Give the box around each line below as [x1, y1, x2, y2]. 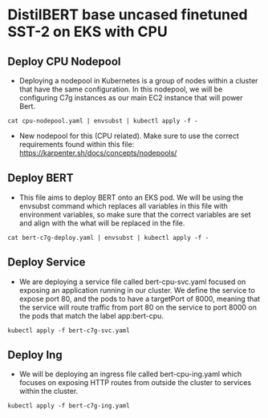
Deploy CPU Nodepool [7, 55, 121, 68]
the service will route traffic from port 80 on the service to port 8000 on [18, 302, 258, 312]
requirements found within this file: [18, 140, 135, 149]
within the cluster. [18, 387, 79, 396]
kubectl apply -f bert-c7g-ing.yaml [7, 402, 130, 410]
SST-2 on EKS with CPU [7, 22, 168, 41]
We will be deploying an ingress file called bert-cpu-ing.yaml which [18, 369, 242, 379]
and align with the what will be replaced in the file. [18, 218, 185, 228]
